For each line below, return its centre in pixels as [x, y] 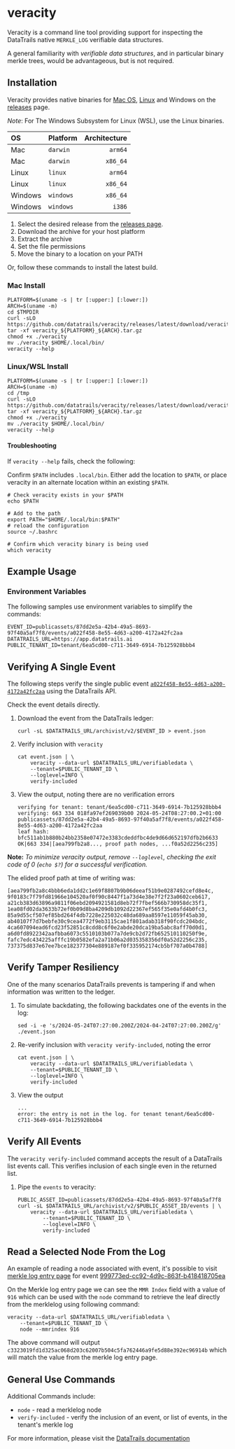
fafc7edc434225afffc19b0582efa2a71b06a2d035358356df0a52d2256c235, [108, 940]
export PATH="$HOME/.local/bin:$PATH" [64, 520]
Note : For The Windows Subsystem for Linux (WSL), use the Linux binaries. [116, 120]
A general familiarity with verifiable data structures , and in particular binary [115, 53]
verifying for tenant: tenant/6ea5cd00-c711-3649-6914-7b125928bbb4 [119, 807]
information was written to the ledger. [61, 992]
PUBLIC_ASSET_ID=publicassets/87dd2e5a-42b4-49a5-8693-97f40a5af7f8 [119, 1200]
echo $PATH [23, 501]
